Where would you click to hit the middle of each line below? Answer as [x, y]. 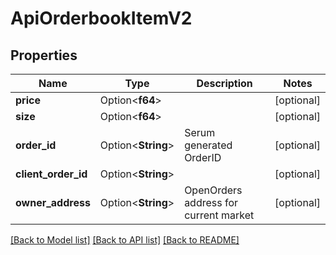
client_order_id [51, 174]
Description [224, 83]
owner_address [53, 202]
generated [208, 145]
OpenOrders [213, 190]
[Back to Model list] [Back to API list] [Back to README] [125, 240]
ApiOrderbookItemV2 [101, 18]
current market [219, 215]
